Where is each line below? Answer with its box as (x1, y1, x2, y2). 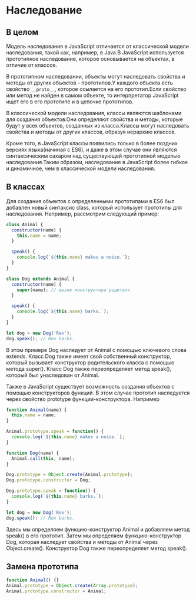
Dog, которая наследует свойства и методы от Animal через (6, 538, 158, 545)
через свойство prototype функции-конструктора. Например (6, 395, 160, 402)
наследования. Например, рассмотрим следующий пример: (6, 210, 160, 217)
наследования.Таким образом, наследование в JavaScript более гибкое (6, 159, 188, 165)
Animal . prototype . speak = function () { (6, 429, 104, 435)
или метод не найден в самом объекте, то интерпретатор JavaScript (6, 92, 179, 99)
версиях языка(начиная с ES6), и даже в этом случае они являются (6, 146, 178, 153)
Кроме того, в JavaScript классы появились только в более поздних (6, 140, 178, 146)
